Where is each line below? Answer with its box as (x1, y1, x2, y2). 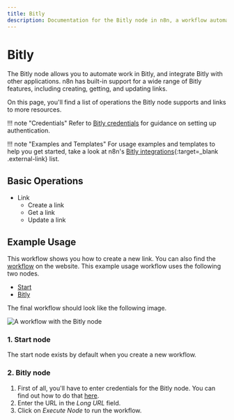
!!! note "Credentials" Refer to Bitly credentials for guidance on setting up (7, 119, 217, 128)
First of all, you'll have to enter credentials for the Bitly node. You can (17, 384, 216, 392)
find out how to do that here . (17, 391, 100, 400)
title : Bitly (7, 10, 45, 17)
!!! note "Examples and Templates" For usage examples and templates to (7, 140, 216, 149)
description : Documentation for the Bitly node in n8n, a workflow (7, 17, 208, 24)
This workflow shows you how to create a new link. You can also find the (7, 255, 216, 263)
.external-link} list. (7, 155, 60, 163)
